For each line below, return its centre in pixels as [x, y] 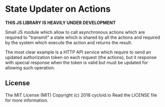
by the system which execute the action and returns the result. [69, 42]
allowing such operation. [30, 68]
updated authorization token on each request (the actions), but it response [81, 57]
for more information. [27, 100]
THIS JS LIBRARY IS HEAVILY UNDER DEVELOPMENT [61, 23]
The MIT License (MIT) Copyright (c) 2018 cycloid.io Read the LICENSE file [81, 95]
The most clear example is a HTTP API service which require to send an [78, 52]
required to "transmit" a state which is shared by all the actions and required [83, 37]
